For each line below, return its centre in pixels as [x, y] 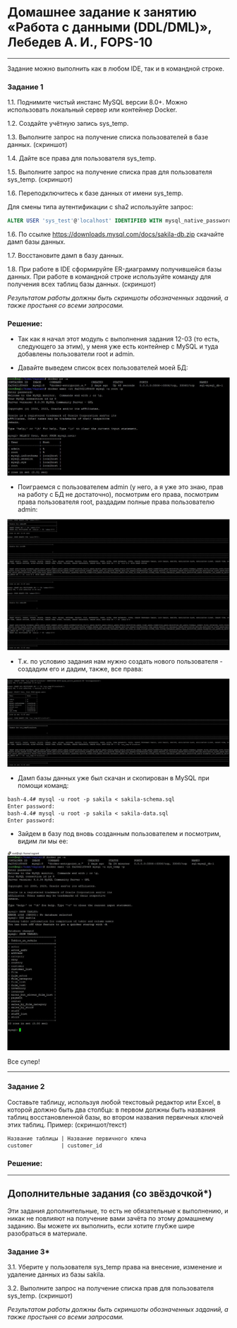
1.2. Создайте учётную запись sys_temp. [68, 124]
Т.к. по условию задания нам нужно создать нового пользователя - [120, 661]
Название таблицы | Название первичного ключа [77, 1139]
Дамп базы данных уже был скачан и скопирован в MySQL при [113, 778]
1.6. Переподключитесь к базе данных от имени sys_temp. [95, 193]
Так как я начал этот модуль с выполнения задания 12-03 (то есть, [119, 339]
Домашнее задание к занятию [102, 12]
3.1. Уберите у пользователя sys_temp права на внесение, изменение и [115, 1267]
